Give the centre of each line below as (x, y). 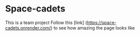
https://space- (101, 22)
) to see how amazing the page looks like (93, 27)
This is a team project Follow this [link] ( (46, 22)
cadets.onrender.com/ (28, 27)
